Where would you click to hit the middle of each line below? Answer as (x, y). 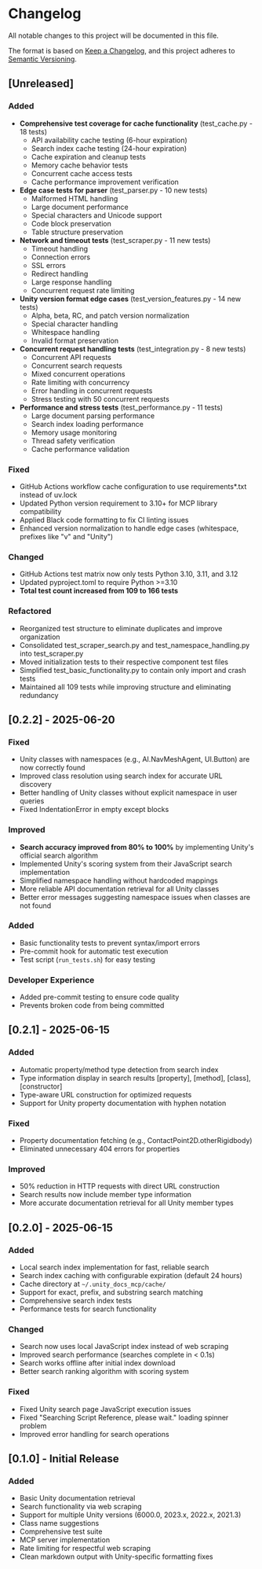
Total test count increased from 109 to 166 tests (99, 591)
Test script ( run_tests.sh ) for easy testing (87, 959)
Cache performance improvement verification (105, 182)
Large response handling (71, 282)
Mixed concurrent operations (78, 373)
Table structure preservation (77, 232)
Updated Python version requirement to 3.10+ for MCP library (118, 503)
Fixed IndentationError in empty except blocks (94, 810)
